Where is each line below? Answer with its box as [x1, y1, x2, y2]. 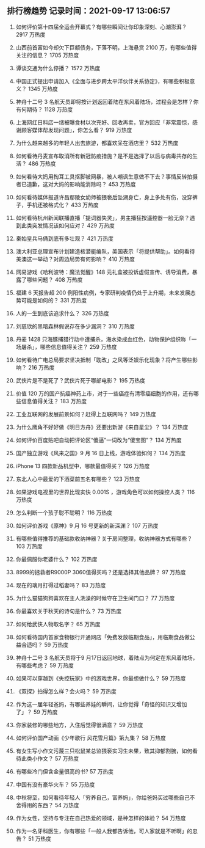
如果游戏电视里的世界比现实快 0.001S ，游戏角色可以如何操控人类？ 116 [15, 488, 195, 495]
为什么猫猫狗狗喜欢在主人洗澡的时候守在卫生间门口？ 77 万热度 [15, 594, 175, 602]
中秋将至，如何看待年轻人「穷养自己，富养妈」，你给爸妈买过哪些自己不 [15, 794, 195, 801]
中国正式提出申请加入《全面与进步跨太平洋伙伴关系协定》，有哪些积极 [15, 77, 190, 84]
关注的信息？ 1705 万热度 [15, 51, 79, 59]
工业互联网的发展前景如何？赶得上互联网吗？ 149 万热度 [15, 410, 157, 417]
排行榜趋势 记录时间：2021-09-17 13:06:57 [7, 5, 171, 16]
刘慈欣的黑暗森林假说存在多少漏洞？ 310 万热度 [15, 323, 135, 330]
